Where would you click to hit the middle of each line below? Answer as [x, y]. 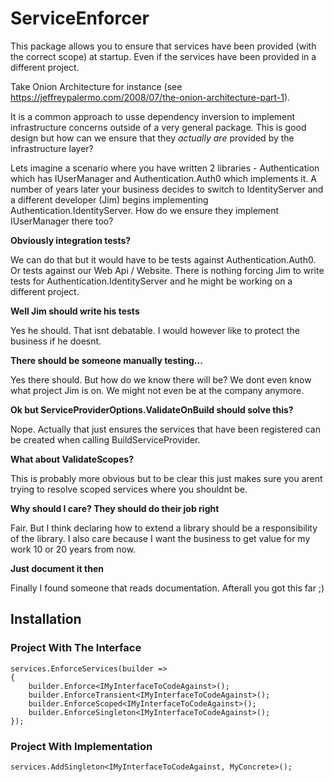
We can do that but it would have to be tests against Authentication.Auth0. [163, 259]
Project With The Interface [76, 648]
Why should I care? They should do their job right [115, 508]
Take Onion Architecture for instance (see [96, 86]
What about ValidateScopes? [72, 459]
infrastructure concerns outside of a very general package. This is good [158, 127]
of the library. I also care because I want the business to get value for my [160, 538]
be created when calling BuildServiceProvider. [105, 439]
